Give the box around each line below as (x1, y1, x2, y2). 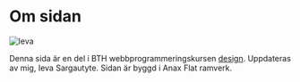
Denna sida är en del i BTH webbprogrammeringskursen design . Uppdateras (9, 53, 291, 63)
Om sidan (9, 6, 82, 27)
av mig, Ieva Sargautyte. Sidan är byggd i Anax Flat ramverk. (9, 62, 233, 73)
